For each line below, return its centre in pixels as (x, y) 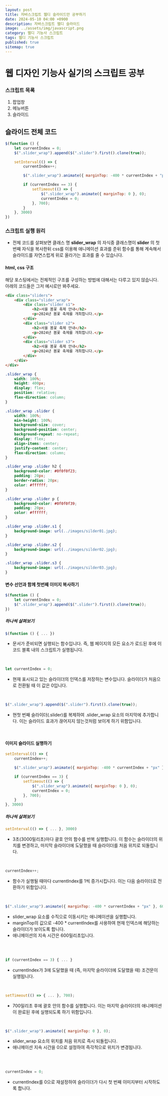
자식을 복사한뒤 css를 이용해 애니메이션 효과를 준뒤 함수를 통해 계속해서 (91, 249)
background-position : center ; (46, 430)
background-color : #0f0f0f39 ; (46, 503)
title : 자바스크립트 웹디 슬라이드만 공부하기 (45, 14)
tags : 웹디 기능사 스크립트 (29, 38)
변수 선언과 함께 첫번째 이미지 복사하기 (42, 584)
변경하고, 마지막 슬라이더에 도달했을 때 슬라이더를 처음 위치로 (81, 845)
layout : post (19, 10)
